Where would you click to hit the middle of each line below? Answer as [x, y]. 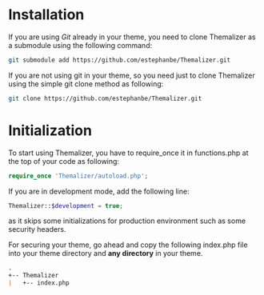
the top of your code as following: [64, 161]
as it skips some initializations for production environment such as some [127, 221]
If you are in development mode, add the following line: [99, 191]
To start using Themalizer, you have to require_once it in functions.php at [128, 153]
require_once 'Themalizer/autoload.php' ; [78, 176]
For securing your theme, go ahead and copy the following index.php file [128, 245]
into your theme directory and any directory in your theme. [106, 253]
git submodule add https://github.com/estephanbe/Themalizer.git [119, 60]
